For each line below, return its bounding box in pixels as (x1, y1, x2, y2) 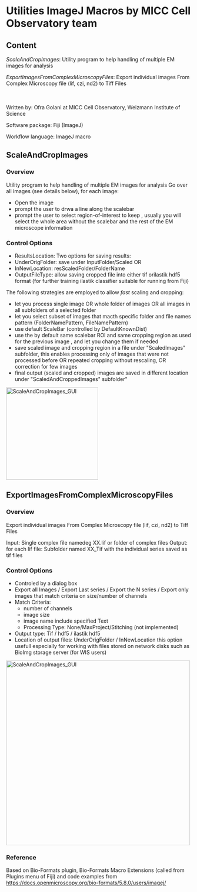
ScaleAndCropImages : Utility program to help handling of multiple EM (6, 56, 175, 63)
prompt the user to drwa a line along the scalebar (14, 205, 135, 212)
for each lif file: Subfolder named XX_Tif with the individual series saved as (6, 545, 188, 552)
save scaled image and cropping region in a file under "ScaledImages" (14, 344, 186, 351)
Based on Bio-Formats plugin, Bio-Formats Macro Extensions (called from (6, 867, 185, 874)
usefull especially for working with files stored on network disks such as (14, 642, 190, 649)
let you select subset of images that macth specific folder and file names (14, 312, 191, 320)
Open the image (14, 199, 54, 206)
